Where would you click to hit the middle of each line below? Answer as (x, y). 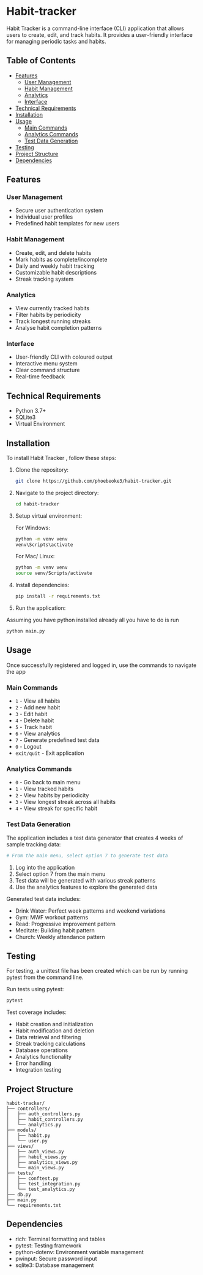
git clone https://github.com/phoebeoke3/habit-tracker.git (93, 481)
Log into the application (45, 867)
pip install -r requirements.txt (58, 596)
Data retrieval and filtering (48, 1037)
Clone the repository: (42, 470)
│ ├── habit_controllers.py (45, 1120)
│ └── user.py (27, 1141)
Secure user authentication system (59, 211)
